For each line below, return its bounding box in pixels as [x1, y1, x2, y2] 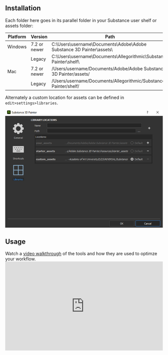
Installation [5, 4, 41, 13]
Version [30, 34, 47, 40]
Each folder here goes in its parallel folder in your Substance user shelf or [5, 17, 157, 23]
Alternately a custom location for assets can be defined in [5, 94, 124, 100]
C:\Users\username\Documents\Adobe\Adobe [51, 41, 146, 47]
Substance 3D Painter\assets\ [51, 46, 113, 52]
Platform [7, 34, 26, 40]
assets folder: [5, 23, 33, 29]
